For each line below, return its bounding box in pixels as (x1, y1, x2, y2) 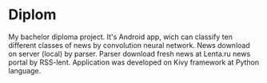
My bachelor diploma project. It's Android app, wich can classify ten (8, 32, 233, 41)
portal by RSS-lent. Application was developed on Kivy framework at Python (8, 57, 260, 67)
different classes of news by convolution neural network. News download (8, 40, 250, 49)
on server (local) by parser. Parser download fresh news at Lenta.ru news (8, 49, 251, 58)
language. (8, 65, 42, 75)
